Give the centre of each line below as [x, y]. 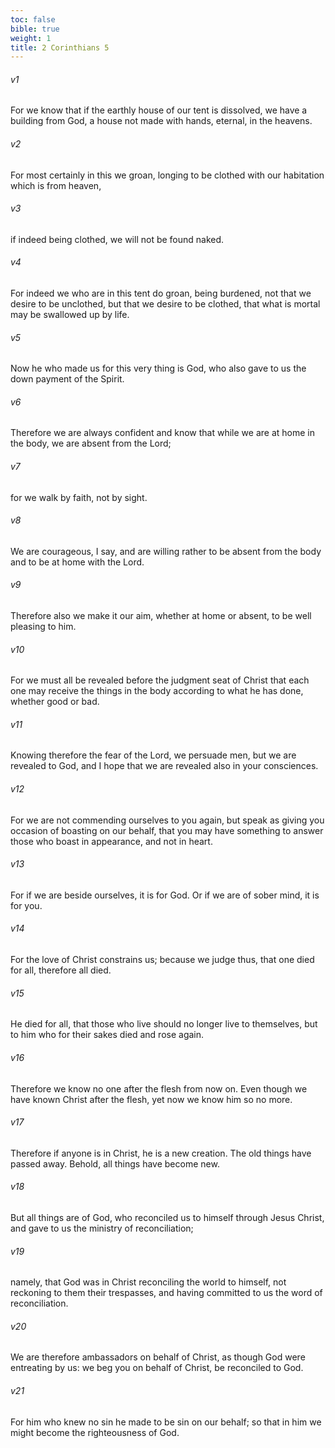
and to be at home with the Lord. [77, 562]
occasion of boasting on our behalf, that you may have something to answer [167, 830]
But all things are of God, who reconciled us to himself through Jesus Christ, [167, 1217]
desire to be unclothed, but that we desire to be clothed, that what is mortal [165, 304]
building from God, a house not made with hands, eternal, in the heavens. [161, 121]
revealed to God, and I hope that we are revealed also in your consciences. [164, 766]
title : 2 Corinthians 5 [60, 47]
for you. [26, 905]
